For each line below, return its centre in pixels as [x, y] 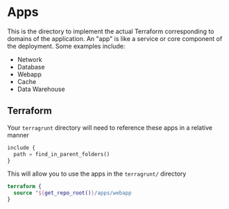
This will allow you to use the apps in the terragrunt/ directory [97, 174]
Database [31, 67]
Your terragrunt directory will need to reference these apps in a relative [110, 127]
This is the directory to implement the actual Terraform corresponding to [111, 31]
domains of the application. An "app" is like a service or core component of [115, 38]
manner [18, 135]
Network [30, 59]
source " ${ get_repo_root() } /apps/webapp [73, 193]
